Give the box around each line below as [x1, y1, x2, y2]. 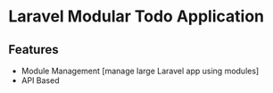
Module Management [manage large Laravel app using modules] [21, 65, 260, 76]
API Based [21, 75, 60, 86]
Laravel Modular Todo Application [8, 6, 265, 27]
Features [8, 42, 59, 57]
